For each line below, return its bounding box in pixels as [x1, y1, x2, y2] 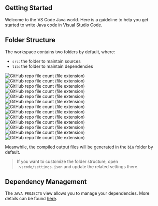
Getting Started [5, 4, 53, 12]
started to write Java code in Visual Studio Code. [5, 22, 102, 28]
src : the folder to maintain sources [12, 58, 81, 64]
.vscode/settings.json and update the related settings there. [16, 163, 139, 169]
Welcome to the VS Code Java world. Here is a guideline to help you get [5, 16, 149, 22]
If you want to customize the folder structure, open [16, 158, 118, 164]
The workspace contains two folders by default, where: [5, 48, 115, 55]
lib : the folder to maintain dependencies [12, 63, 93, 69]
